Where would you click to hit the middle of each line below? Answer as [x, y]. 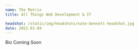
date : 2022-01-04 [24, 28]
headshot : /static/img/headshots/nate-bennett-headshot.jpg [70, 23]
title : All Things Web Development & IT [49, 14]
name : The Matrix [24, 10]
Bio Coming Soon [23, 42]
